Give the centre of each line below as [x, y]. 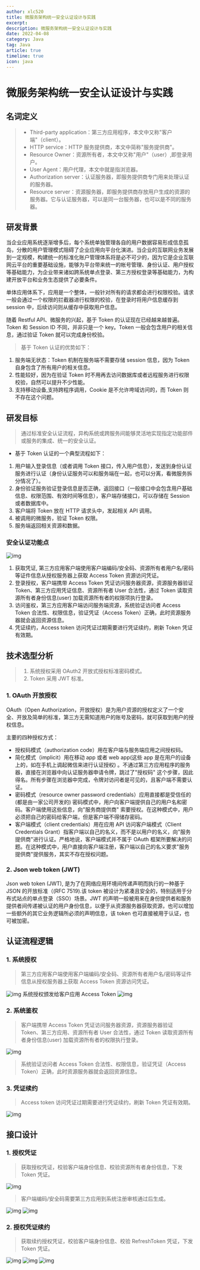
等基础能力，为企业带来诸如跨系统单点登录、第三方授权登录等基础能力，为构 [100, 272]
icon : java [20, 61]
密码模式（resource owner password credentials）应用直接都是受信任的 [103, 794]
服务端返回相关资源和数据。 [49, 526]
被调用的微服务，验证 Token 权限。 [58, 518]
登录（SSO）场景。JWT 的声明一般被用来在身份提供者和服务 [117, 898]
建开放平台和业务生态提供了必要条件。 [53, 280]
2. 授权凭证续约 [28, 1227]
